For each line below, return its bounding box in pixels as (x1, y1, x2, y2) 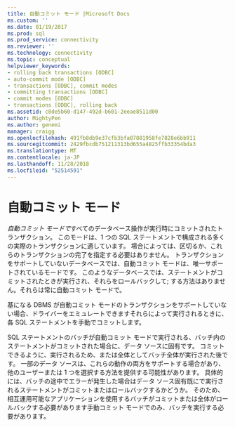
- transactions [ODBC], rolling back (7, 102, 118, 109)
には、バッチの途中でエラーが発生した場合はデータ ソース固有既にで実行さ (7, 376, 224, 385)
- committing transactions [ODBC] (7, 88, 109, 96)
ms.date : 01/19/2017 (7, 23, 68, 30)
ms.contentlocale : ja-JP (7, 154, 80, 162)
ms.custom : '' (7, 17, 49, 24)
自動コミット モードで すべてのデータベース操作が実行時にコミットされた (7, 224, 217, 232)
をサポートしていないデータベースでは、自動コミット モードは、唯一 (7, 259, 206, 268)
